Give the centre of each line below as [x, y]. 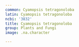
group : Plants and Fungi [31, 28]
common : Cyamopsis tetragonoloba [40, 10]
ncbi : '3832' [19, 19]
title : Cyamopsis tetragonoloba [39, 23]
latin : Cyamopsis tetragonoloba [39, 14]
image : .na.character [28, 33]
